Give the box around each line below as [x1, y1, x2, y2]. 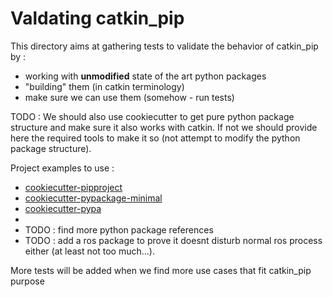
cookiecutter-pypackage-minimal [24, 192, 163, 204]
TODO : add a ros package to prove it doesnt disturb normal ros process [24, 234, 323, 246]
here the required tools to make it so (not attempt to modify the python [10, 132, 301, 144]
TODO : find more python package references [24, 223, 214, 236]
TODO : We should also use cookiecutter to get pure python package [10, 110, 295, 122]
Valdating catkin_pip [10, 7, 185, 30]
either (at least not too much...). [24, 245, 155, 257]
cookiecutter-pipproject [24, 181, 123, 193]
